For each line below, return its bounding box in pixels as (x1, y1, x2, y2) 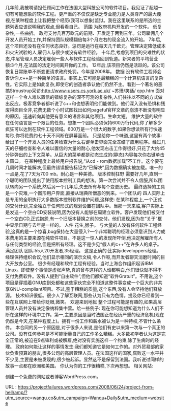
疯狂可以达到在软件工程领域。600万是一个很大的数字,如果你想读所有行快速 (5, 126, 162, 132)
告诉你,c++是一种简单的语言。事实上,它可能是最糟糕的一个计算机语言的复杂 (5, 75, 164, 81)
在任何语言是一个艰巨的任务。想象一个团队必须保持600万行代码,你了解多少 (5, 120, 162, 125)
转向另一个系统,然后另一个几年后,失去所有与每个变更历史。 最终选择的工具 (9, 184, 165, 189)
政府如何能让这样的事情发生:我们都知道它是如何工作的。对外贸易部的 (15, 343, 159, 350)
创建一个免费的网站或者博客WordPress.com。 (5, 374, 101, 380)
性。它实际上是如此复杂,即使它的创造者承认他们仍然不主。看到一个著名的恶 (5, 81, 163, 87)
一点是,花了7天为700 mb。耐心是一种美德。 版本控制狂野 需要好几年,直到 (5, 171, 159, 177)
